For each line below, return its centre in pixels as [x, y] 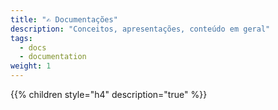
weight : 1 [31, 66]
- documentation [53, 57]
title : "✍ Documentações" [64, 19]
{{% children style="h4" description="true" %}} [109, 94]
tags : [21, 38]
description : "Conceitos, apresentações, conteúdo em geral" [140, 29]
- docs [33, 47]
